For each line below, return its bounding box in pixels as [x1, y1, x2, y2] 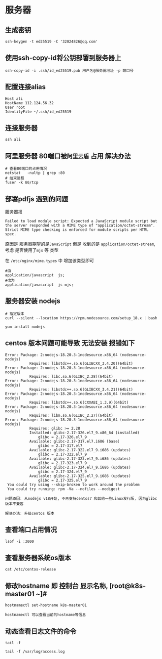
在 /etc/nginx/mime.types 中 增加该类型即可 [5, 258, 95, 264]
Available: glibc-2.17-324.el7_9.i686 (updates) [29, 465, 131, 470]
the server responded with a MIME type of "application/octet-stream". [5, 223, 155, 228]
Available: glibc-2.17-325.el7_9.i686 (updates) [29, 473, 131, 479]
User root [5, 105, 26, 110]
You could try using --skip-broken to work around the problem [7, 482, 140, 487]
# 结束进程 [5, 176, 25, 181]
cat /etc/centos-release [5, 567, 56, 572]
